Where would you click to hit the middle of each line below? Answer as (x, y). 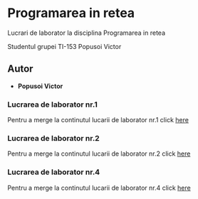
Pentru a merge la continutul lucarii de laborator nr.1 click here (98, 120)
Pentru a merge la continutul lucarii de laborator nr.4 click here (99, 188)
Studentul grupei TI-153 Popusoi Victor (64, 46)
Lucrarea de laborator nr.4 (54, 172)
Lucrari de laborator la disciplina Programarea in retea (87, 33)
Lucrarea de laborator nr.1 (52, 104)
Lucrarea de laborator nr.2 (53, 138)
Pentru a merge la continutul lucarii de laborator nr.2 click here (99, 154)
